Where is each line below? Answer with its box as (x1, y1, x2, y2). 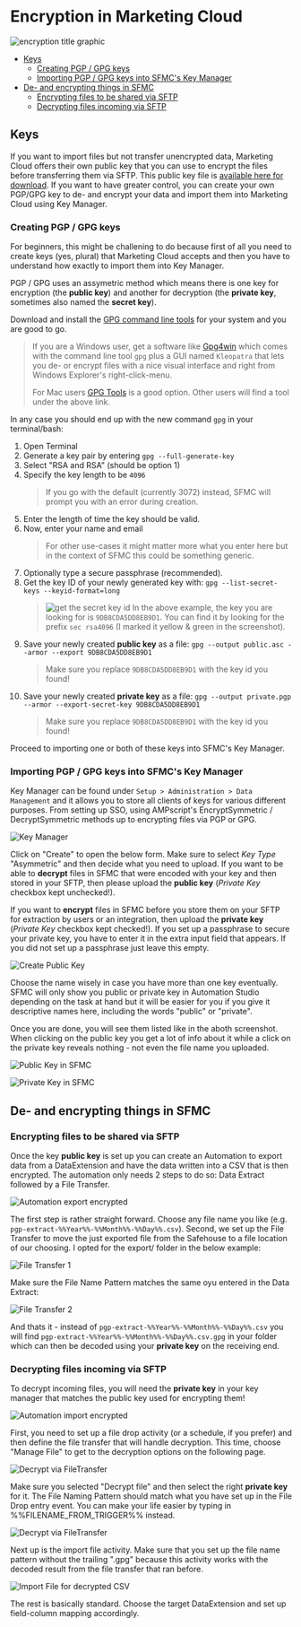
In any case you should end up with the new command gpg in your (10, 414, 254, 425)
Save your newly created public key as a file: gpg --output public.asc (22, 639, 285, 649)
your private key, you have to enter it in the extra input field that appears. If (10, 933, 286, 944)
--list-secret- (221, 579, 279, 588)
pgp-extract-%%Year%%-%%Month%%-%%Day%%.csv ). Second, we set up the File (10, 1223, 285, 1234)
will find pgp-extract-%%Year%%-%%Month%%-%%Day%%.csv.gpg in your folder (10, 1331, 277, 1342)
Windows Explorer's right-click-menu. (31, 370, 173, 380)
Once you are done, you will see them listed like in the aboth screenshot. (10, 1023, 279, 1034)
